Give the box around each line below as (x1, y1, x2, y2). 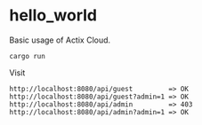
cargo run (9, 51, 46, 60)
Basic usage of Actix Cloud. (9, 35, 111, 45)
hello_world (9, 5, 98, 26)
